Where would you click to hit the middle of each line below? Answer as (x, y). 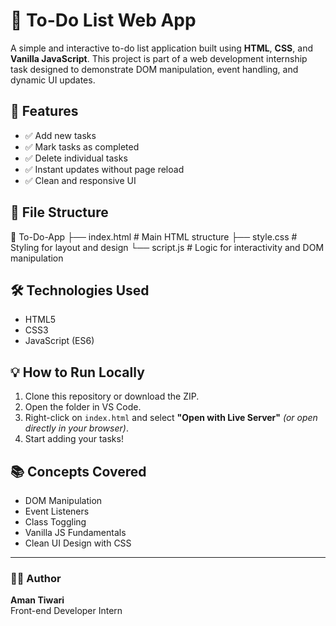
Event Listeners (57, 511)
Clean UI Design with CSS (78, 543)
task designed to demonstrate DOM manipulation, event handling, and (154, 69)
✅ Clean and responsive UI (80, 180)
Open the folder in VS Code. (83, 407)
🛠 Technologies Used (80, 290)
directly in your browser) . (76, 428)
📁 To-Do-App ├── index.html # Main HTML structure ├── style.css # (154, 236)
